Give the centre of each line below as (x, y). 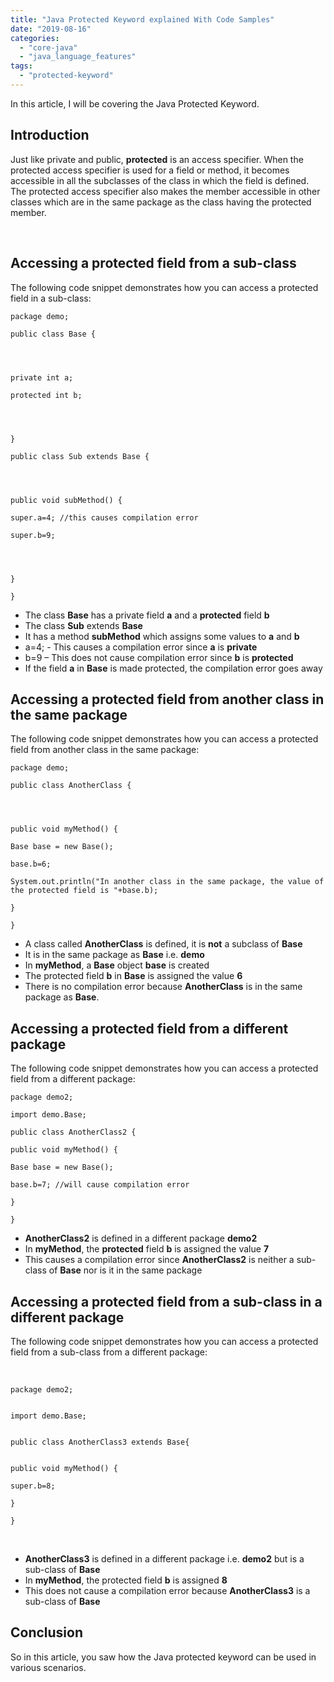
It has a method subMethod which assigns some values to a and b (162, 636)
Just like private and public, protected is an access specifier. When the (157, 159)
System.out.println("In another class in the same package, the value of (167, 882)
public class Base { (53, 334)
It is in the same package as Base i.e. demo (114, 955)
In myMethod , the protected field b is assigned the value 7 (147, 1249)
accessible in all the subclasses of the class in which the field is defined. (160, 180)
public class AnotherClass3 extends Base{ (100, 1442)
